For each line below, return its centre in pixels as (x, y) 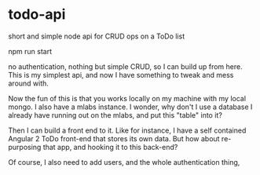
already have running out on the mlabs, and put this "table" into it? (115, 115)
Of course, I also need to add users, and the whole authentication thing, (124, 162)
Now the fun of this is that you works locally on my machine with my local (127, 98)
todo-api (37, 15)
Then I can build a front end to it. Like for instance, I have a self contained (127, 130)
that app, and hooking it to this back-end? (110, 147)
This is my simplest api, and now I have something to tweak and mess (121, 75)
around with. (29, 83)
